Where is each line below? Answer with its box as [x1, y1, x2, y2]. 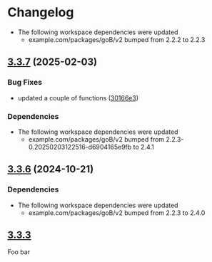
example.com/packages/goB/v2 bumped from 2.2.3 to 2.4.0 [28, 208, 206, 217]
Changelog [7, 4, 74, 21]
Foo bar [7, 248, 31, 256]
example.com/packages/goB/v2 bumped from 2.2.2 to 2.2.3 [28, 35, 206, 43]
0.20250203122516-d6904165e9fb [28, 142, 132, 151]
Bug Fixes [7, 78, 43, 88]
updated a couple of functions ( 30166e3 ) [17, 93, 139, 102]
